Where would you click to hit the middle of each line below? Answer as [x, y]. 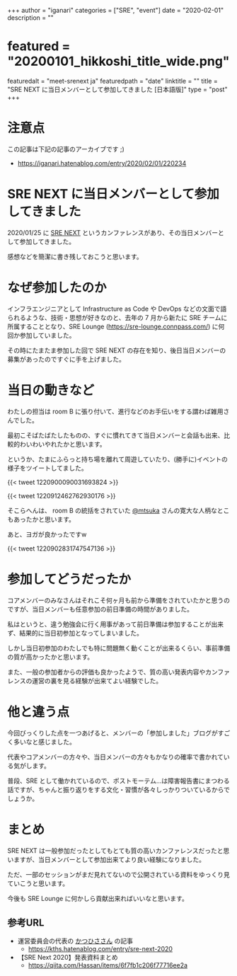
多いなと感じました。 [44, 742]
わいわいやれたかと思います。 [63, 444]
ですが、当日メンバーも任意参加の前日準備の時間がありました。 [100, 609]
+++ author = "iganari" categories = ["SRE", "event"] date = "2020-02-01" [116, 10]
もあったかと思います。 [41, 519]
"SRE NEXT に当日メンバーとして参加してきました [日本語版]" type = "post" [117, 89]
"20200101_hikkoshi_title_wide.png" [118, 61]
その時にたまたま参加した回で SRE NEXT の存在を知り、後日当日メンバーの [117, 350]
